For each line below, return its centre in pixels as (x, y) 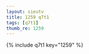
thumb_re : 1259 (25, 28)
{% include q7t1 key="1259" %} (45, 45)
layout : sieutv (25, 12)
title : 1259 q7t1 (28, 17)
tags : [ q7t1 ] (22, 23)
